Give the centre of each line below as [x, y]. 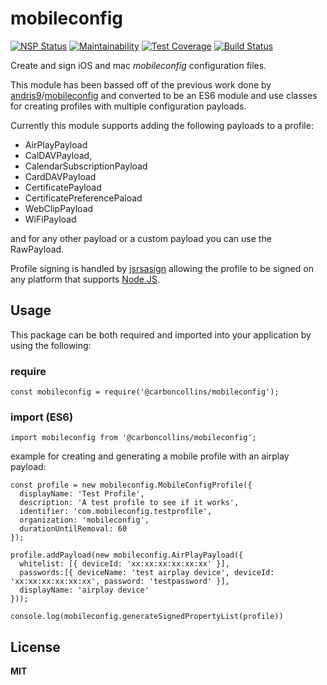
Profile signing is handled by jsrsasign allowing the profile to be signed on [162, 268]
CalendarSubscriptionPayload [86, 166]
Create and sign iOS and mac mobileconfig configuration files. [138, 65]
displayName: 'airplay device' [84, 590]
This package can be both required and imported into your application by [161, 334]
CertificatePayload [63, 187]
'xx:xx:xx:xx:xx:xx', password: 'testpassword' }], [120, 582]
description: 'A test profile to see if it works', [129, 503]
